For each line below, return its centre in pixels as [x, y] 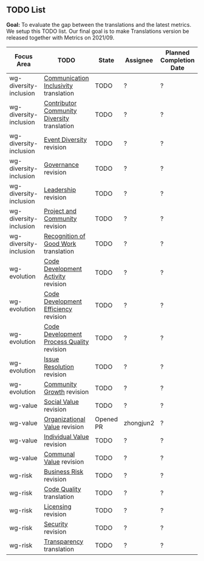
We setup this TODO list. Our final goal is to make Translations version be [98, 31]
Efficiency [58, 309]
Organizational [64, 419]
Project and [60, 211]
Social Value [61, 402]
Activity [54, 276]
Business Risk [63, 472]
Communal [59, 454]
